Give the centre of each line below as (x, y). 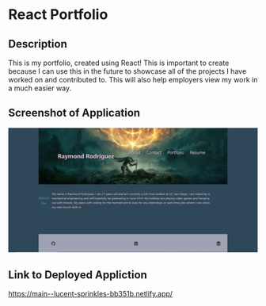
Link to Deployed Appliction (78, 275)
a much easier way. (40, 88)
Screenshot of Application (74, 113)
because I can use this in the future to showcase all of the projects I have (127, 71)
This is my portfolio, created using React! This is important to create (119, 63)
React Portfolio (58, 15)
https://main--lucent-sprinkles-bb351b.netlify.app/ (90, 294)
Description (38, 44)
